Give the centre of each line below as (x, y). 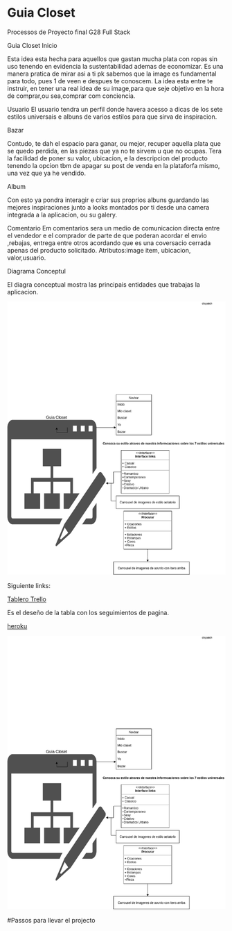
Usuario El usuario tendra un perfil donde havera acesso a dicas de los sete (115, 109)
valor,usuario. (27, 258)
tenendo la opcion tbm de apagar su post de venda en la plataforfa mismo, (114, 165)
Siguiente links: (29, 586)
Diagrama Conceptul (37, 271)
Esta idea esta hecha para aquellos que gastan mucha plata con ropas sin (113, 59)
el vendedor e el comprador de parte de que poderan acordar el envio (107, 235)
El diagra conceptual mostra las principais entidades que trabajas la (104, 284)
